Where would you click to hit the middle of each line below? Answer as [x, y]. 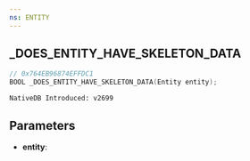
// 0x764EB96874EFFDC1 [51, 74]
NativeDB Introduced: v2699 [62, 99]
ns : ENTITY [29, 17]
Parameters [42, 125]
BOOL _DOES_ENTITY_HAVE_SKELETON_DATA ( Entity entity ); [113, 82]
